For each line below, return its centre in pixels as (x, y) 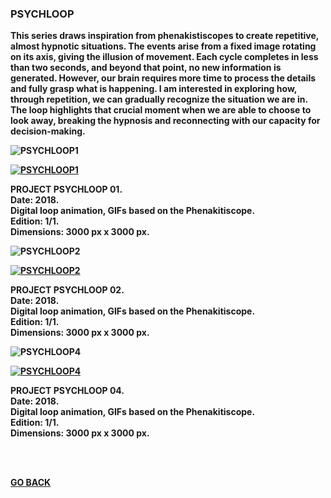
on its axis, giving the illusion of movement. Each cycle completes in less (164, 57)
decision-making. (48, 131)
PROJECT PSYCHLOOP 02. (67, 290)
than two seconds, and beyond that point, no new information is (146, 68)
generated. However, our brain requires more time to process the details (163, 78)
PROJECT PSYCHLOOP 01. (66, 189)
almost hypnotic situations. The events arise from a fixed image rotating (163, 46)
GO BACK (31, 483)
